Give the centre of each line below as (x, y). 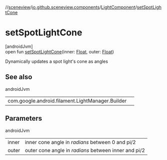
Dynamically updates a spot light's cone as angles (57, 61)
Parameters (24, 118)
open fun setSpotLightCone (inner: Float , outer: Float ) (60, 51)
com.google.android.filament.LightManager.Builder (67, 101)
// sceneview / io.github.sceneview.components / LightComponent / (71, 7)
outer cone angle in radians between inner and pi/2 (85, 150)
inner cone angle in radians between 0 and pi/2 (80, 142)
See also (19, 77)
